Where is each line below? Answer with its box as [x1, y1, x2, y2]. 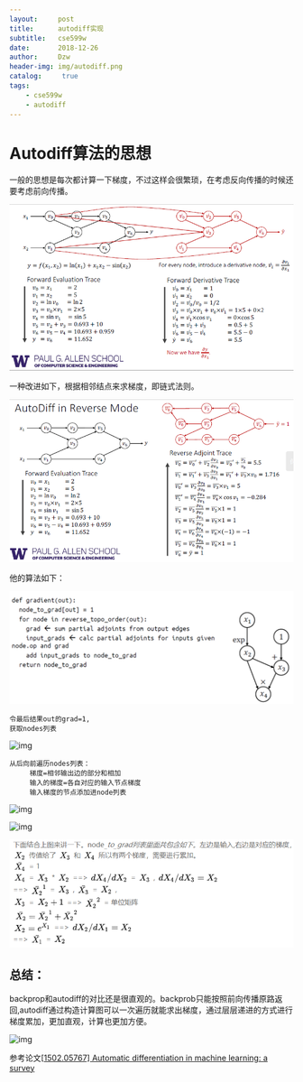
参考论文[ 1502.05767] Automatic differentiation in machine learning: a [9, 1052, 269, 1063]
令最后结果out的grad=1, [9, 714, 90, 724]
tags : [9, 81, 30, 90]
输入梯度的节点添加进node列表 [29, 788, 127, 797]
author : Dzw [9, 52, 70, 62]
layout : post [9, 14, 75, 23]
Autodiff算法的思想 [9, 143, 151, 163]
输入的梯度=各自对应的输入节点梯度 [29, 778, 142, 787]
